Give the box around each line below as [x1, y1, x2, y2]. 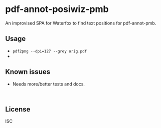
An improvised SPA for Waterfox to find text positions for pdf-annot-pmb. [5, 20, 156, 26]
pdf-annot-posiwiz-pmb [5, 3, 109, 15]
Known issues [5, 67, 51, 76]
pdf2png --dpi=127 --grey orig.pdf [12, 48, 87, 53]
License [5, 105, 31, 113]
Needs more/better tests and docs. [12, 81, 85, 87]
